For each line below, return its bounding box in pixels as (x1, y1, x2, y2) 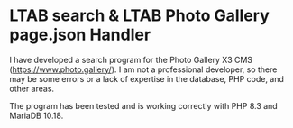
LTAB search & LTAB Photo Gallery (9, 5, 270, 26)
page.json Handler (9, 24, 151, 45)
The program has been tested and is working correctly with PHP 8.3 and (9, 100, 278, 111)
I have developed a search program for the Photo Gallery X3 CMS (9, 54, 253, 65)
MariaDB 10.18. (9, 110, 64, 121)
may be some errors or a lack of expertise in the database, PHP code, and (9, 73, 284, 84)
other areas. (9, 83, 55, 94)
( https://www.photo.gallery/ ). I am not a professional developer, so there (9, 64, 278, 75)
